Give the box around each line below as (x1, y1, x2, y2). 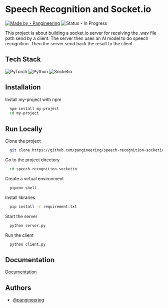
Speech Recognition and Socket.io (5, 4, 151, 15)
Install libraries (5, 194, 35, 200)
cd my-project (9, 111, 39, 116)
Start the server (5, 213, 37, 219)
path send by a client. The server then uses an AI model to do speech (5, 35, 148, 41)
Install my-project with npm (5, 96, 61, 102)
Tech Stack (5, 55, 41, 64)
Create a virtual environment (5, 175, 64, 181)
